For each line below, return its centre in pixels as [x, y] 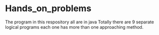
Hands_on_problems [48, 9]
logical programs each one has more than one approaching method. [74, 27]
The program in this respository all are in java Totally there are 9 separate [79, 22]
